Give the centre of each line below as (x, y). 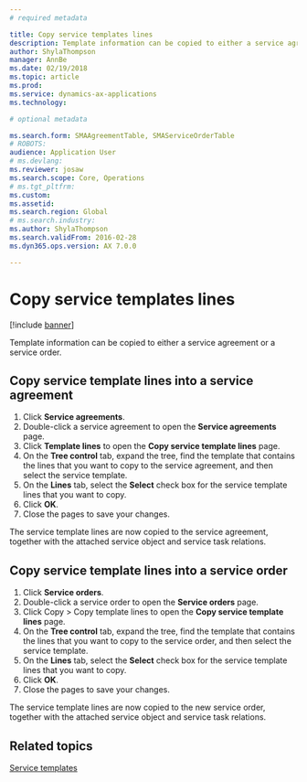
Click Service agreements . (74, 417)
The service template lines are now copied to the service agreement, (139, 532)
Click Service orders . (63, 593)
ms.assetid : (32, 204)
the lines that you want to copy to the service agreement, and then (148, 466)
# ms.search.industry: (53, 220)
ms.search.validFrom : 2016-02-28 (73, 238)
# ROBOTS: (28, 144)
